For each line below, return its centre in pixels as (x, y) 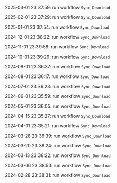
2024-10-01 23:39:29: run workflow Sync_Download (57, 57)
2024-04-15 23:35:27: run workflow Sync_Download (58, 116)
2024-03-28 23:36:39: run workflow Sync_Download (58, 136)
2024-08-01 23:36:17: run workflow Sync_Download (57, 76)
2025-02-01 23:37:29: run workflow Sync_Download (58, 17)
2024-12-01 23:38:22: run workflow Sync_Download (57, 37)
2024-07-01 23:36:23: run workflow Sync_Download (58, 86)
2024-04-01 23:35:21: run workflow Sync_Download (57, 126)
